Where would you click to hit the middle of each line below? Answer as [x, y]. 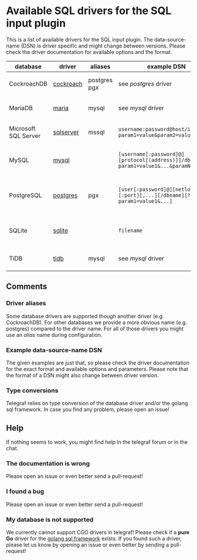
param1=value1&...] [145, 201]
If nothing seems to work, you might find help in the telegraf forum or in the [97, 442]
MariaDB [21, 108]
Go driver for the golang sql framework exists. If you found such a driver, [94, 538]
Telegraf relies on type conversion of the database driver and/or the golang [97, 403]
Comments [27, 287]
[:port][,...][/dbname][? [154, 195]
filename [130, 230]
